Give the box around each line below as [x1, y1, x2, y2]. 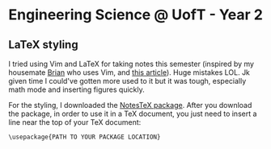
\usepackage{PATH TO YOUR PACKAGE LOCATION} [8, 133, 161, 141]
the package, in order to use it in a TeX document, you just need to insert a [8, 109, 257, 118]
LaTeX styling [8, 38, 78, 52]
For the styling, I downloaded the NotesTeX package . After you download [8, 101, 252, 110]
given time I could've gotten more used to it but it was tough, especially [8, 77, 247, 85]
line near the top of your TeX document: [8, 118, 142, 126]
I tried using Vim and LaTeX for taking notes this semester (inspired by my [8, 59, 255, 68]
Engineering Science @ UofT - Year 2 [8, 6, 263, 24]
